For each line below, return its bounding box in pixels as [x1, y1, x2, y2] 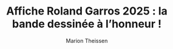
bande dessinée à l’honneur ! [12, 17, 162, 31]
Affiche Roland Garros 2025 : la [5, 4, 168, 18]
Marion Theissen [66, 37, 108, 44]
